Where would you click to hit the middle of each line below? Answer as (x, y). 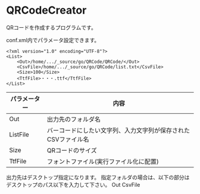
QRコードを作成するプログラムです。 (51, 27)
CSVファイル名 (68, 139)
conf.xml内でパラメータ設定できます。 (53, 40)
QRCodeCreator (46, 10)
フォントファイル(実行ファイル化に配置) (103, 161)
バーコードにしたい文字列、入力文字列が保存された (118, 130)
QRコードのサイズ (72, 150)
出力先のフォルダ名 (74, 119)
